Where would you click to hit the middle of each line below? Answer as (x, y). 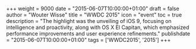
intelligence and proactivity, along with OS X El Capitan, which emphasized (98, 27)
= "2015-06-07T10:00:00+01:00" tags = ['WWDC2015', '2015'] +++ (88, 40)
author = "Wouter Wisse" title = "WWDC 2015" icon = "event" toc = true (94, 15)
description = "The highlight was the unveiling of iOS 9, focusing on (89, 21)
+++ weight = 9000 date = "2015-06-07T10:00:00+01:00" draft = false (93, 9)
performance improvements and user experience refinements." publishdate (98, 34)
